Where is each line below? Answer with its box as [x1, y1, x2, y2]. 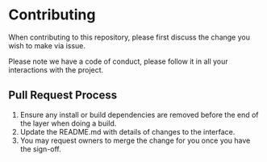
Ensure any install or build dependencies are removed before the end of [19, 110, 260, 119]
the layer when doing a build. [19, 118, 117, 128]
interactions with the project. [8, 64, 104, 74]
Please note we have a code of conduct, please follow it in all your [8, 56, 228, 66]
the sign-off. [19, 143, 62, 154]
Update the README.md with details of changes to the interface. [19, 127, 236, 136]
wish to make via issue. [8, 40, 86, 50]
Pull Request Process [8, 89, 118, 102]
